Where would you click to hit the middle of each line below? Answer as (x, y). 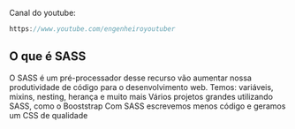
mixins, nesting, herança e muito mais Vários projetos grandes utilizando (141, 96)
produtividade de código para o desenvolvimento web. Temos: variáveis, (141, 87)
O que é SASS (48, 57)
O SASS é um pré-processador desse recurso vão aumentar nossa (130, 78)
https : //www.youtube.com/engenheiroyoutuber (92, 29)
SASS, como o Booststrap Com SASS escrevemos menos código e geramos (147, 106)
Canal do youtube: (43, 13)
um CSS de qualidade (49, 115)
